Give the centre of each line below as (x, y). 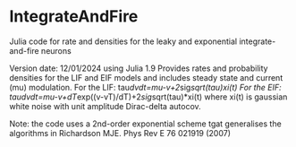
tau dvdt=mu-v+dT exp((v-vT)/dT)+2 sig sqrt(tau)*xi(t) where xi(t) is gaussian (148, 97)
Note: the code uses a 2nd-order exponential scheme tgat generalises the (145, 124)
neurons (56, 50)
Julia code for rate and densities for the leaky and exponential (123, 41)
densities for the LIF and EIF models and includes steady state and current (146, 77)
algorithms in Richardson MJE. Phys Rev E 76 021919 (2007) (120, 133)
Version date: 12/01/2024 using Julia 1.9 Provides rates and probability (139, 68)
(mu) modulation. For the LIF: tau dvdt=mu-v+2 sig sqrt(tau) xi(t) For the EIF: (145, 87)
